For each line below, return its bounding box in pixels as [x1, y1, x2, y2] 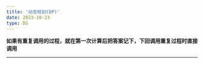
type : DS [6, 20, 29, 26]
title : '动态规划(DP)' [6, 8, 60, 15]
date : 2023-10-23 [6, 14, 50, 21]
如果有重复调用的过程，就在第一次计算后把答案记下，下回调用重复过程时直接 [6, 37, 198, 45]
